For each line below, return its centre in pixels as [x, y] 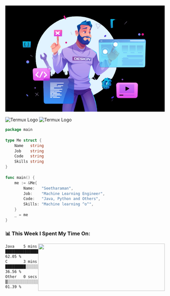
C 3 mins [21, 262]
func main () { [20, 177]
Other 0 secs [21, 277]
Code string [29, 156]
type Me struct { [24, 140]
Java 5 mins [21, 246]
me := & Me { [26, 183]
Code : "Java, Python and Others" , [62, 199]
